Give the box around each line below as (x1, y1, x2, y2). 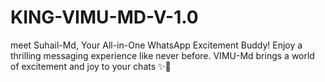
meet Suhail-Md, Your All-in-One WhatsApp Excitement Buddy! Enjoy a (10, 39, 303, 51)
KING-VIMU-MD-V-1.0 (10, 6, 199, 29)
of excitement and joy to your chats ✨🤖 (10, 60, 172, 72)
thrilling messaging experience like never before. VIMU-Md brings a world (10, 49, 315, 61)
